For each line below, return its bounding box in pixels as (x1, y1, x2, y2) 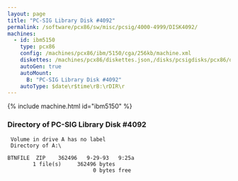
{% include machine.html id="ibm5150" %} (7, 102, 132, 110)
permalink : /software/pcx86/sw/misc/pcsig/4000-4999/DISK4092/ (7, 23, 198, 30)
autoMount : (20, 69, 52, 76)
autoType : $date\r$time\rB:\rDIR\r (20, 83, 125, 90)
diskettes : (20, 57, 52, 64)
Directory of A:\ (10, 142, 62, 149)
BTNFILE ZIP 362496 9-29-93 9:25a (7, 154, 135, 161)
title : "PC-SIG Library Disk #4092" (7, 17, 115, 24)
